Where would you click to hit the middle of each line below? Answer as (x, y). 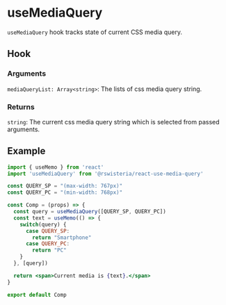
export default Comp (37, 295)
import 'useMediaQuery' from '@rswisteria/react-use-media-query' (105, 174)
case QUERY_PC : (48, 244)
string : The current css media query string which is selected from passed (114, 122)
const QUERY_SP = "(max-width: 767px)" (65, 186)
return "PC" (50, 250)
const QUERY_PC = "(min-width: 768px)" (65, 192)
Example (26, 151)
